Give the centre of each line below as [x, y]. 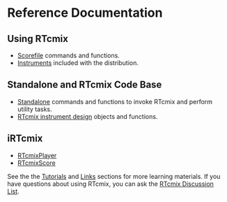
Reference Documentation [85, 13]
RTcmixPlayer [37, 155]
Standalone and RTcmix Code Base [85, 85]
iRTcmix [25, 139]
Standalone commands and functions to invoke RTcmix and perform [115, 101]
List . [13, 191]
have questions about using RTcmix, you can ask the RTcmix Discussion [111, 184]
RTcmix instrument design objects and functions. [87, 116]
